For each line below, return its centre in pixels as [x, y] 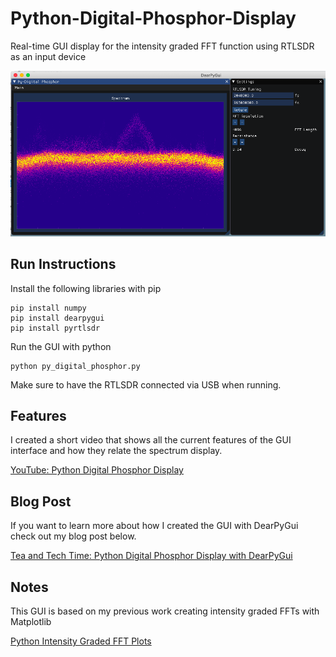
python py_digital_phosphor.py [75, 366]
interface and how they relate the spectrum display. [116, 451]
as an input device [48, 56]
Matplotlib [31, 621]
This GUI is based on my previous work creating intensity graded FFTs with [165, 611]
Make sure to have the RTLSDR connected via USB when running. [146, 384]
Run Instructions [63, 264]
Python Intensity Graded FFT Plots [81, 641]
